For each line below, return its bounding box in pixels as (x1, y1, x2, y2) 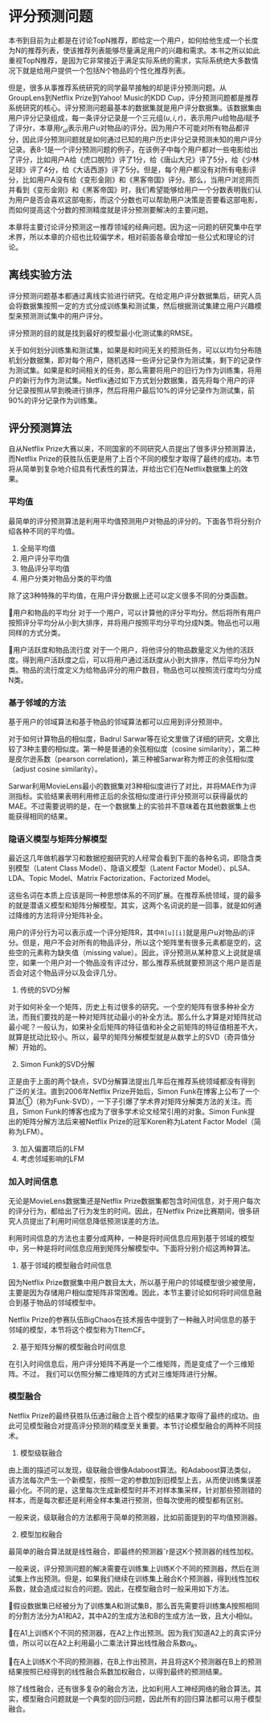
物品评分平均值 (19, 563, 70, 573)
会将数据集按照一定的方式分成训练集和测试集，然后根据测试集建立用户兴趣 (8, 301, 255, 311)
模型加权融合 (19, 1530, 63, 1539)
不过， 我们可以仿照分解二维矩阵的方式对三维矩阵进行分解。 (22, 1369, 222, 1378)
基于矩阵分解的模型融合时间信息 (19, 1341, 126, 1352)
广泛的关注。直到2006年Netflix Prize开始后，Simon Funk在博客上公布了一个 (8, 1087, 260, 1097)
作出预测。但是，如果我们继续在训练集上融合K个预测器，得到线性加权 (29, 1574, 260, 1583)
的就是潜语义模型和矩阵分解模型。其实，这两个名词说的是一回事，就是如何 (8, 900, 255, 910)
